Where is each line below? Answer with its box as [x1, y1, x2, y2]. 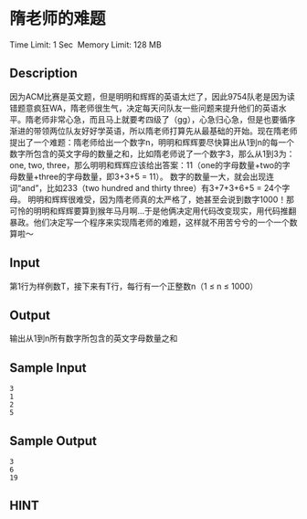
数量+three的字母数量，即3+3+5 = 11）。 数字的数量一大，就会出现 [16, 171, 267, 182]
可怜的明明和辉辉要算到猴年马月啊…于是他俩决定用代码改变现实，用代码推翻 [9, 205, 297, 216]
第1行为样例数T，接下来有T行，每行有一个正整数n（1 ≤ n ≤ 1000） [9, 281, 259, 291]
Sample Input [9, 360, 87, 376]
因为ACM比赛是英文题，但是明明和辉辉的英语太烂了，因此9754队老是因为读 [9, 90, 295, 101]
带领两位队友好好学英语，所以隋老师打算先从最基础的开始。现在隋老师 [33, 125, 298, 136]
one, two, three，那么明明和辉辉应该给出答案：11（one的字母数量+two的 [9, 159, 283, 170]
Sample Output [9, 433, 98, 449]
